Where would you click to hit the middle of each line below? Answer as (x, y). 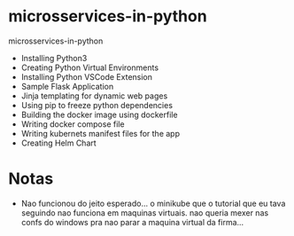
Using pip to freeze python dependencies (97, 105)
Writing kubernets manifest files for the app (101, 133)
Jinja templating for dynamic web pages (94, 96)
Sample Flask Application (67, 86)
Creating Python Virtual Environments (90, 67)
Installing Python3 (54, 58)
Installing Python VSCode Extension (86, 76)
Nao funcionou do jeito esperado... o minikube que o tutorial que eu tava (153, 203)
